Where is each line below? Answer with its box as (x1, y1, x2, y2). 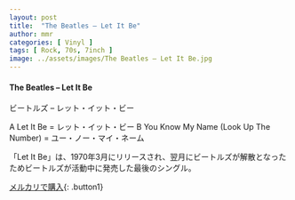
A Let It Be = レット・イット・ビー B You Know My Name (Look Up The (9, 122, 271, 132)
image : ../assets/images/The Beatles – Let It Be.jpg (9, 54, 213, 63)
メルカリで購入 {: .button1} (9, 181, 104, 192)
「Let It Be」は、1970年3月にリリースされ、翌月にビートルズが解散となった (9, 152, 287, 163)
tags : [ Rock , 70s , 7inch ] (9, 46, 114, 55)
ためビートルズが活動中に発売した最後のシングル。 (9, 163, 196, 173)
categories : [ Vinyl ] (9, 37, 93, 47)
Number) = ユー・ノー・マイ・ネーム (9, 132, 145, 143)
